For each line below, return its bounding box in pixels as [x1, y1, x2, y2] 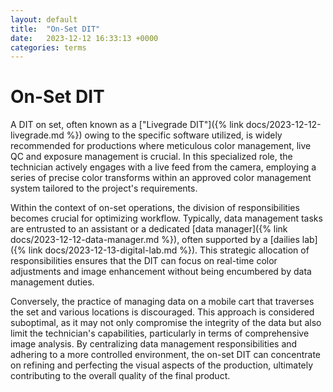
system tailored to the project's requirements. [10, 182, 198, 195]
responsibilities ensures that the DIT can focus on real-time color [10, 255, 278, 267]
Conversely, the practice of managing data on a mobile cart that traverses [10, 296, 315, 308]
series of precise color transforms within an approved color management [10, 172, 312, 184]
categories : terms [10, 42, 87, 53]
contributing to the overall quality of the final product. [10, 370, 231, 382]
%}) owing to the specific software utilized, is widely [66, 129, 283, 141]
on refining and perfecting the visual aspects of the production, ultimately [10, 359, 314, 371]
